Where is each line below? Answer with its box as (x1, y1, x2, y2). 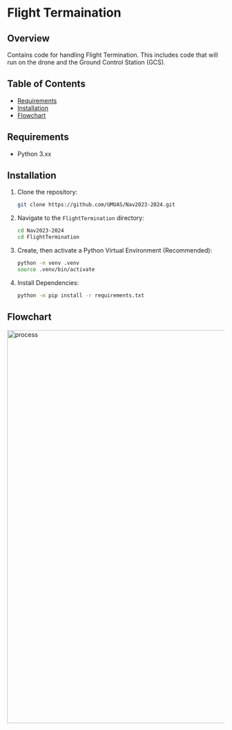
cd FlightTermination (17, 234, 79, 241)
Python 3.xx (17, 149, 52, 158)
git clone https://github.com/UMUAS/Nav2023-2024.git (17, 201, 175, 208)
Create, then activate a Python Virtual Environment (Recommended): (17, 246, 213, 255)
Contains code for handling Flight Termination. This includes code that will (7, 51, 219, 59)
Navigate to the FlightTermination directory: (17, 214, 145, 222)
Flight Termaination (7, 5, 122, 21)
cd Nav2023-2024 (17, 227, 64, 235)
